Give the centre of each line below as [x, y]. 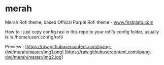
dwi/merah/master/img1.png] [34, 52]
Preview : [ [16, 46]
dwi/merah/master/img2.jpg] [34, 57]
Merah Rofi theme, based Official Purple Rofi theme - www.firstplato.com [79, 22]
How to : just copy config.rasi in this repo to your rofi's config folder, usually [82, 32]
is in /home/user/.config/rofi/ [34, 37]
